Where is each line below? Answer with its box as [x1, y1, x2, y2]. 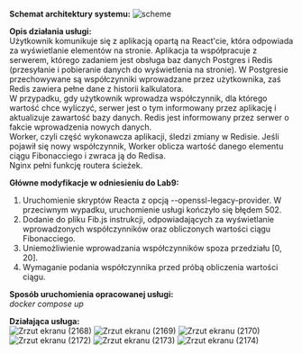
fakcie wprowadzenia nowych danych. [9, 122, 152, 132]
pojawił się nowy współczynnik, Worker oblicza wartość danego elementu [9, 141, 284, 151]
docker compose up [9, 298, 84, 309]
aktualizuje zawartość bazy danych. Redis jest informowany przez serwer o [9, 113, 290, 123]
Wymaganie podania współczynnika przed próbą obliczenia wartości [22, 262, 279, 272]
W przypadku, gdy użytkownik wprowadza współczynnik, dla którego [9, 93, 268, 104]
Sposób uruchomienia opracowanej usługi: [9, 289, 174, 299]
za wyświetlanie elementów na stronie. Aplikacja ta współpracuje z [9, 45, 258, 56]
